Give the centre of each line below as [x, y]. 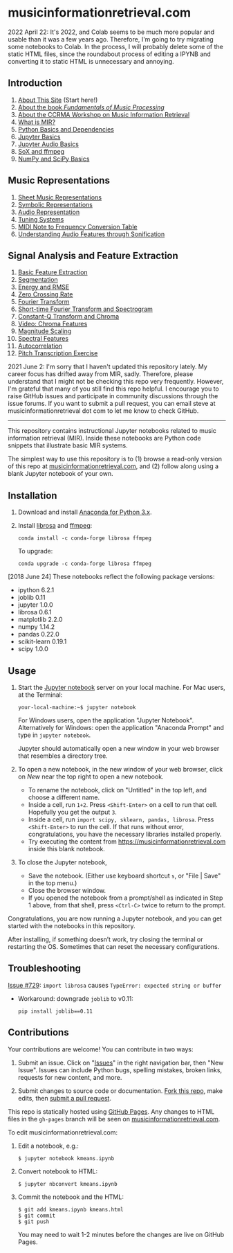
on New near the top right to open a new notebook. [91, 776]
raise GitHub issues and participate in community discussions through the [113, 396]
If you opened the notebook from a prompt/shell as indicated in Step [125, 898]
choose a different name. [64, 797]
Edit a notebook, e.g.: [48, 1146]
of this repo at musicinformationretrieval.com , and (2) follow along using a [113, 466]
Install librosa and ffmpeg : [55, 526]
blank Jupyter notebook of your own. [60, 474]
